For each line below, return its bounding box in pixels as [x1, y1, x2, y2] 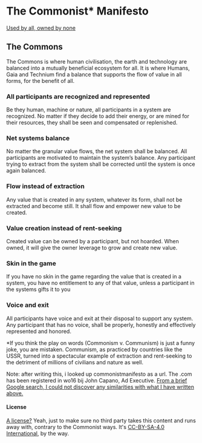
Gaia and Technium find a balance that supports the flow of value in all [6, 71, 182, 78]
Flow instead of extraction [6, 182, 85, 191]
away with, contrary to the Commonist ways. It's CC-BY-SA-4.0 [6, 423, 165, 430]
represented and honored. [6, 327, 71, 335]
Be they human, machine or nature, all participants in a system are [6, 106, 171, 113]
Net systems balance [6, 134, 70, 142]
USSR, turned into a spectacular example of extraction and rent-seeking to [6, 352, 192, 359]
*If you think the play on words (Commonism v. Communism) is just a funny [6, 339, 195, 346]
